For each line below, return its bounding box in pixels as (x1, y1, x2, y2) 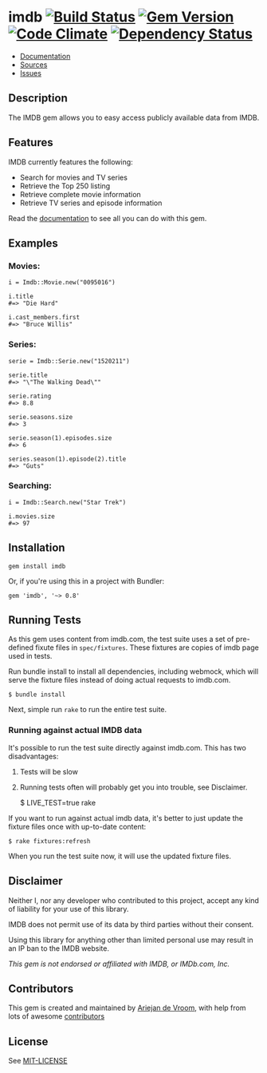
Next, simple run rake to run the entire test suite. (8, 705, 167, 715)
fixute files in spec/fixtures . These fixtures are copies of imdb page (35, 643, 259, 652)
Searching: (8, 480, 52, 491)
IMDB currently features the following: (8, 156, 133, 167)
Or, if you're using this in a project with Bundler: (8, 576, 165, 586)
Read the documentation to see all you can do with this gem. (8, 213, 207, 223)
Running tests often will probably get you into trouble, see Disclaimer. (19, 782, 248, 792)
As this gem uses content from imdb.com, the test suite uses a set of (8, 635, 234, 644)
